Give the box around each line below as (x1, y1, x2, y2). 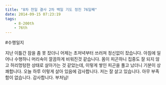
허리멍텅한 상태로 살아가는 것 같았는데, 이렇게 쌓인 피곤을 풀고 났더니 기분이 (10, 62, 156, 68)
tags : (5, 16, 16, 21)
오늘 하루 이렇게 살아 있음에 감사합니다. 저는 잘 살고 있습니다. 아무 (23, 68, 150, 74)
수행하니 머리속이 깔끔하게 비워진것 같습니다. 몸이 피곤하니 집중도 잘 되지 (14, 56, 155, 62)
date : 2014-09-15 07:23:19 (5, 12, 61, 17)
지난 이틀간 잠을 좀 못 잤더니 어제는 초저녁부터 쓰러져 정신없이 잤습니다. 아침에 (5, 50, 156, 56)
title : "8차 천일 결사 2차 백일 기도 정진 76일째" (5, 7, 98, 12)
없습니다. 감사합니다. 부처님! (14, 75, 69, 81)
